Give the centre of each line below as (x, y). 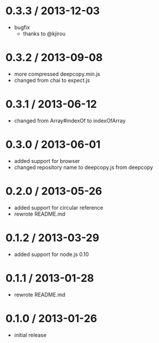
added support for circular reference (59, 207)
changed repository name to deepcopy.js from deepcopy (83, 167)
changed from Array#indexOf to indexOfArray (70, 120)
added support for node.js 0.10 (51, 254)
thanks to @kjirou (44, 33)
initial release (30, 335)
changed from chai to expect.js (52, 80)
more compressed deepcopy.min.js (57, 74)
